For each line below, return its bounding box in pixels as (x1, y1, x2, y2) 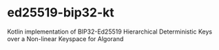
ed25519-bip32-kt (7, 5, 115, 21)
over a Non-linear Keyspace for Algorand (7, 34, 124, 42)
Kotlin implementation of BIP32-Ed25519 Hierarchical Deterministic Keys (7, 27, 212, 36)
